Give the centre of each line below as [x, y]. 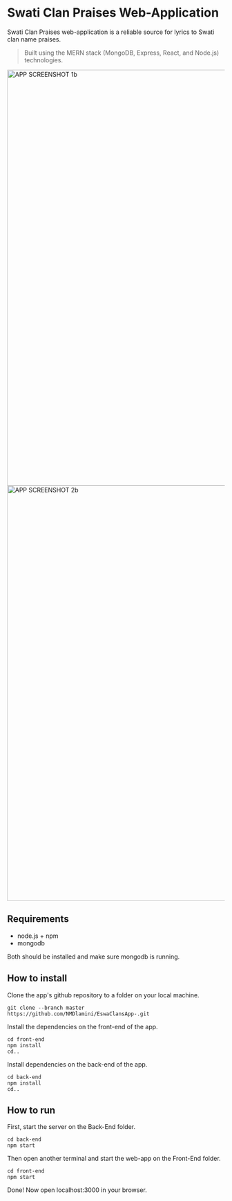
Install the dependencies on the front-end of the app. [83, 1026]
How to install [37, 978]
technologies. [43, 60]
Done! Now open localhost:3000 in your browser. [77, 1190]
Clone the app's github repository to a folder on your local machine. [103, 995]
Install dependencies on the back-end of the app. [77, 1064]
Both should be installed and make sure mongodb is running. [94, 957]
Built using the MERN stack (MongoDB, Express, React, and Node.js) [122, 53]
